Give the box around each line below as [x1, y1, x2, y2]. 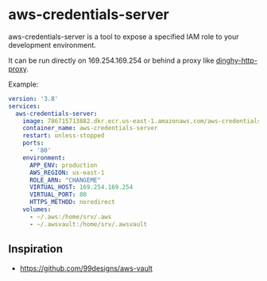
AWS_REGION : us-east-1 [29, 168, 105, 176]
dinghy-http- [215, 56, 258, 65]
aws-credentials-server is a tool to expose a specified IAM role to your [8, 32, 240, 41]
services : [8, 102, 41, 110]
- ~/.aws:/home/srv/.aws [29, 213, 112, 221]
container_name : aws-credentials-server [22, 125, 158, 133]
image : [22, 117, 44, 125]
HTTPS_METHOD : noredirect [29, 198, 115, 206]
